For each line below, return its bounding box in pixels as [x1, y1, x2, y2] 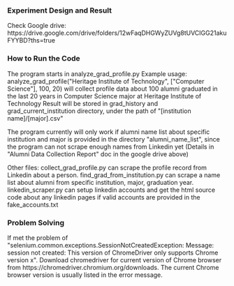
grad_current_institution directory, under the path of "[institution [7, 107, 191, 115]
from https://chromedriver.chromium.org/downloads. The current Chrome [7, 263, 219, 271]
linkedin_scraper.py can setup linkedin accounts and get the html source [7, 186, 216, 194]
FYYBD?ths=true [7, 36, 56, 45]
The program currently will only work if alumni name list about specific [7, 128, 210, 136]
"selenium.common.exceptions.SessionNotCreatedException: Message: [7, 241, 214, 249]
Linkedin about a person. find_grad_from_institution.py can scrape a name [7, 170, 221, 179]
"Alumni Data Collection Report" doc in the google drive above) [7, 149, 189, 158]
